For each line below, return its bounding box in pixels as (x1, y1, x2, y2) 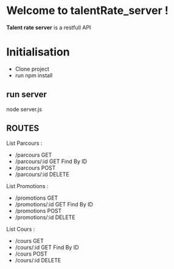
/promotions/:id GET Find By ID (15, 200, 93, 208)
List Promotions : (6, 182, 49, 189)
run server (6, 89, 47, 100)
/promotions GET (15, 194, 58, 201)
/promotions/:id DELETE (15, 214, 75, 221)
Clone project (15, 65, 50, 72)
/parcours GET (15, 151, 52, 158)
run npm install (15, 71, 53, 79)
